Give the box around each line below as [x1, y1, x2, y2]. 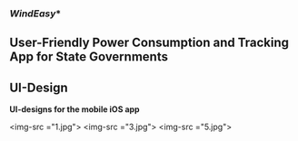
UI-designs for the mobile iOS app [9, 104, 140, 115]
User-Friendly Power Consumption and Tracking [9, 35, 289, 51]
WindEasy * [9, 7, 62, 20]
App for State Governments [9, 49, 168, 65]
